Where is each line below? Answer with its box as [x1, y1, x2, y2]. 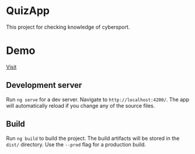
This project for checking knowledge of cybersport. [6, 23, 130, 30]
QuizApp [6, 4, 50, 18]
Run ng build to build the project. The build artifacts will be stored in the [6, 135, 180, 142]
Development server [6, 80, 82, 90]
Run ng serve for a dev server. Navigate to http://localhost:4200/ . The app [6, 95, 190, 103]
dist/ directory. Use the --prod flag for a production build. [6, 141, 146, 148]
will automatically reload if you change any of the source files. [6, 102, 155, 109]
